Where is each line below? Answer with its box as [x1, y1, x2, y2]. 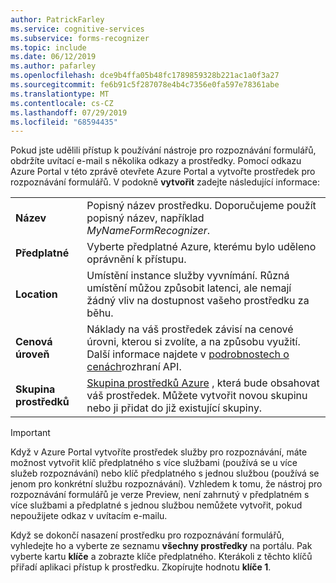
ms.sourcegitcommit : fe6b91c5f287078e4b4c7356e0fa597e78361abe [10, 80, 280, 90]
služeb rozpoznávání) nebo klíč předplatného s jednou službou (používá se [10, 467, 320, 480]
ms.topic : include [10, 42, 87, 53]
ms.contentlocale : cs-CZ [10, 98, 114, 108]
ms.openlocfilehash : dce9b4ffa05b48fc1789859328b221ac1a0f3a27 [10, 71, 280, 81]
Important [10, 427, 51, 439]
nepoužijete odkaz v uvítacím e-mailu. [10, 510, 168, 522]
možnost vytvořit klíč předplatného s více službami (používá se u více [10, 457, 298, 469]
